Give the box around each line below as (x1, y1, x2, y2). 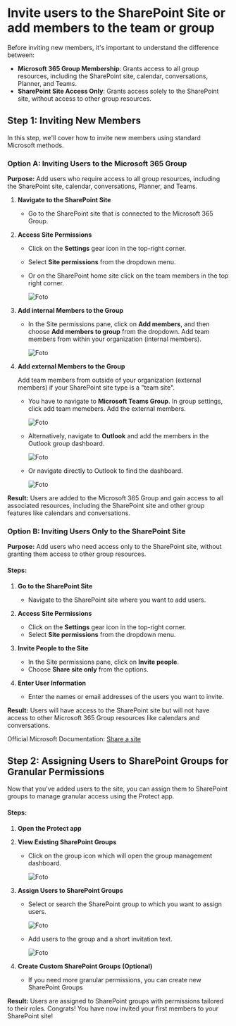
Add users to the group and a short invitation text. (27, 934, 173, 943)
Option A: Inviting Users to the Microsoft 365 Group (7, 159, 187, 168)
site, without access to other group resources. (17, 94, 151, 103)
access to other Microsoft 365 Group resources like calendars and (7, 713, 200, 722)
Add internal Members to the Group (17, 307, 124, 315)
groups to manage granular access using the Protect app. (7, 792, 175, 801)
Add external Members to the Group (17, 362, 125, 371)
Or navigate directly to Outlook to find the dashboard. (27, 466, 183, 475)
